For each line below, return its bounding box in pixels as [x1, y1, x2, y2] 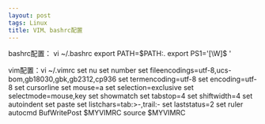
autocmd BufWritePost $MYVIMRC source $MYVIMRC [8, 108, 186, 118]
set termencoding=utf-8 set [118, 74, 209, 84]
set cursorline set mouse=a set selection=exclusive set [14, 83, 194, 92]
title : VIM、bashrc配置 [8, 26, 83, 34]
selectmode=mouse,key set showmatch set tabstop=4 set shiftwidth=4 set [8, 92, 253, 101]
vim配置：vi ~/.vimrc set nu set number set [8, 66, 149, 75]
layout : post [8, 11, 51, 20]
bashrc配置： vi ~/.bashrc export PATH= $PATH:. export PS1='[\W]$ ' [8, 49, 232, 58]
